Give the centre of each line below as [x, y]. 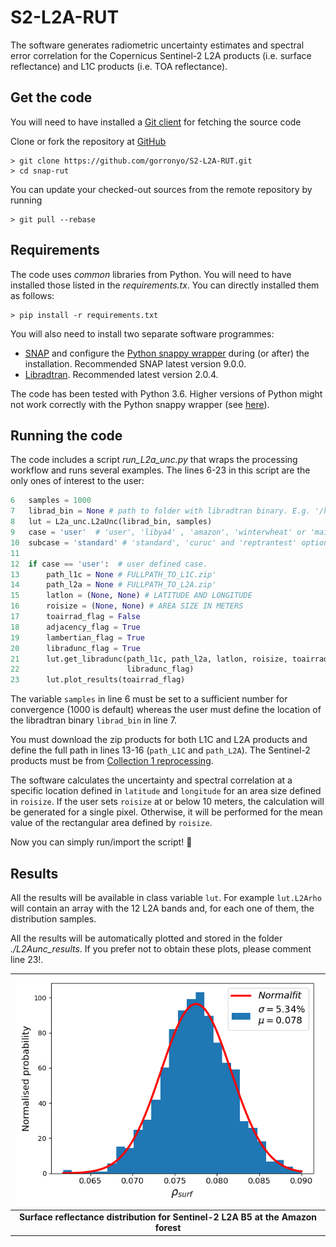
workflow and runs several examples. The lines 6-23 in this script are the [160, 470]
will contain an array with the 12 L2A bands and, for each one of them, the [162, 908]
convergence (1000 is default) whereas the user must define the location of [166, 710]
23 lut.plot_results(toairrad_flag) [98, 680]
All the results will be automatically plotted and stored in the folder [146, 938]
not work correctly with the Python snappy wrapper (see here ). [140, 404]
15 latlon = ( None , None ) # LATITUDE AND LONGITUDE [131, 596]
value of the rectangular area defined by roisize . [111, 823]
